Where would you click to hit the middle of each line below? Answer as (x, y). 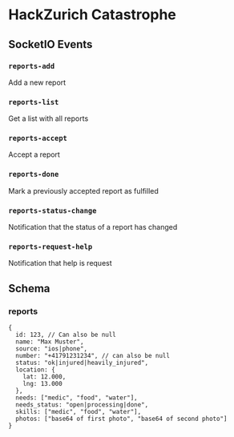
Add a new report (37, 82)
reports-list (34, 102)
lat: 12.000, (44, 377)
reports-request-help (50, 247)
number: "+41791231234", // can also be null (93, 356)
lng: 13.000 (42, 384)
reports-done (34, 174)
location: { (36, 370)
